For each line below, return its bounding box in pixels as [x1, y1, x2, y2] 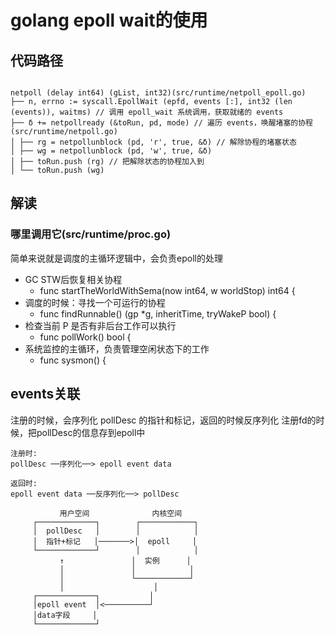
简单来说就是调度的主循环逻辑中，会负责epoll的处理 [10, 252, 223, 264]
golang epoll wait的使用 [10, 9, 208, 32]
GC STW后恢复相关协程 [24, 273, 123, 285]
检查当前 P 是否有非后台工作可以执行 [24, 319, 177, 331]
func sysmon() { [39, 354, 107, 366]
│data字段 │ [32, 610, 98, 620]
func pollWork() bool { [39, 331, 132, 343]
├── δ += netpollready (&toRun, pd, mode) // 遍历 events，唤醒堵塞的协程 [10, 118, 314, 128]
